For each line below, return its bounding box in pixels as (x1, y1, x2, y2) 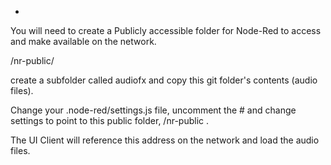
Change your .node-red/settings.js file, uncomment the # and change (10, 104, 297, 116)
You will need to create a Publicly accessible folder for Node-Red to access (10, 25, 322, 36)
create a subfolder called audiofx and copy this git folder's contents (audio (10, 74, 318, 86)
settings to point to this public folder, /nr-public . (10, 115, 210, 126)
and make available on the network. (10, 36, 157, 47)
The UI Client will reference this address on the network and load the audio (10, 134, 320, 146)
